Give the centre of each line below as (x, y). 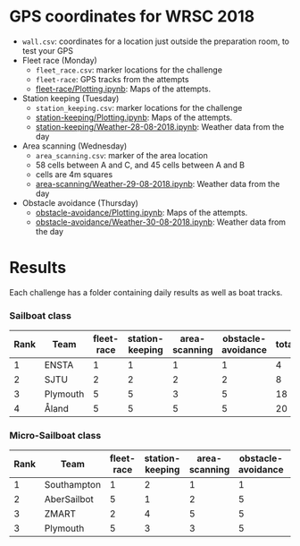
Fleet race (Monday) (60, 60)
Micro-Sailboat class (55, 436)
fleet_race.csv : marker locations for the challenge (129, 70)
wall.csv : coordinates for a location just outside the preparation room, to (156, 41)
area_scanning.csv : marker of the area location (121, 155)
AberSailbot (69, 499)
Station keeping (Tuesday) (71, 98)
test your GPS (48, 50)
